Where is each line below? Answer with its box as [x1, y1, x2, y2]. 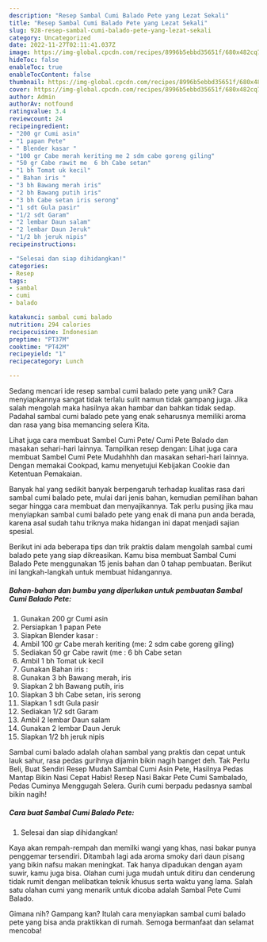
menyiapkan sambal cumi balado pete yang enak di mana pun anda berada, [9, 509, 256, 519]
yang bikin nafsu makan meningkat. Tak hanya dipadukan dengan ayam [9, 859, 242, 869]
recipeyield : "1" [9, 350, 67, 358]
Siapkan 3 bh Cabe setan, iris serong [20, 690, 142, 699]
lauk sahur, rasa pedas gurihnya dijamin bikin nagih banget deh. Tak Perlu [9, 756, 250, 765]
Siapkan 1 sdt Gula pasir [20, 698, 100, 707]
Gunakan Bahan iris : [20, 664, 89, 674]
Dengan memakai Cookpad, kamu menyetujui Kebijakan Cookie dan [9, 461, 231, 470]
